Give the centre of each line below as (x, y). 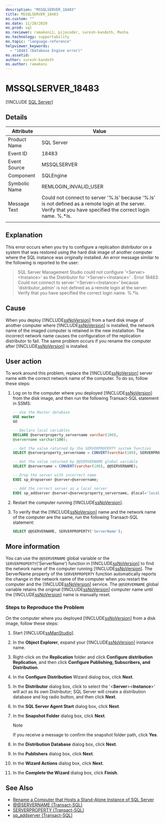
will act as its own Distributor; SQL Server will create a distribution (79, 691)
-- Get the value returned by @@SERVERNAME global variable (75, 462)
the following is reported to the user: (42, 262)
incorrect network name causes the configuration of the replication (73, 335)
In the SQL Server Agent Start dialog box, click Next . (66, 706)
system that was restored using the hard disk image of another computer (79, 252)
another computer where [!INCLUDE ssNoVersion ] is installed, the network (80, 325)
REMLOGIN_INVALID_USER (72, 187)
